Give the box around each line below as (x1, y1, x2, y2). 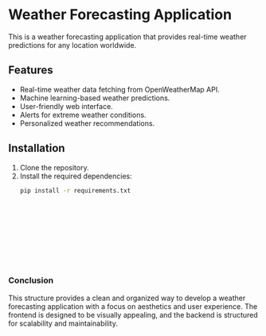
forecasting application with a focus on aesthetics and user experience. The (8, 301, 258, 311)
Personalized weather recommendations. (19, 118, 155, 128)
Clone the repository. (19, 162, 89, 172)
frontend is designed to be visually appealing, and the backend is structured (8, 310, 259, 319)
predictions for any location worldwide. (8, 40, 137, 49)
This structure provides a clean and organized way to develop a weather (8, 293, 246, 303)
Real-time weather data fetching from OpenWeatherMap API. (19, 84, 221, 94)
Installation (8, 142, 65, 155)
